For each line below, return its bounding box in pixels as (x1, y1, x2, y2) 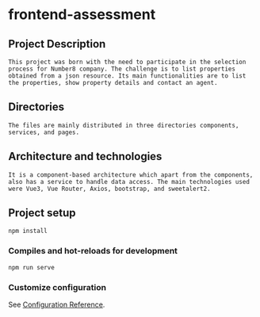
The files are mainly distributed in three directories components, (8, 121, 239, 129)
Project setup (8, 206, 77, 220)
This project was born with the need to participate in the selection (8, 58, 247, 66)
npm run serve (8, 263, 55, 271)
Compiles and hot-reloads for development (8, 246, 178, 257)
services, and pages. (8, 128, 80, 136)
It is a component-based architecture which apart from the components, (8, 170, 254, 179)
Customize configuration (8, 281, 107, 292)
